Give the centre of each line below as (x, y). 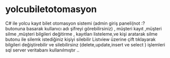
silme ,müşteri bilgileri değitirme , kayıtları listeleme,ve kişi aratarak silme (81, 34)
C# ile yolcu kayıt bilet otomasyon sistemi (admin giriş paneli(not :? (75, 23)
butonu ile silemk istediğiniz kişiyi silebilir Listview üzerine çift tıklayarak (81, 39)
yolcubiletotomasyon (51, 9)
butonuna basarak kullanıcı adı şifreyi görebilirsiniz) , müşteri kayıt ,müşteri (83, 28)
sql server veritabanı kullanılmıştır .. (42, 50)
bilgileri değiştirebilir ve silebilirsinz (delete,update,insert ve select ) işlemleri (85, 44)
